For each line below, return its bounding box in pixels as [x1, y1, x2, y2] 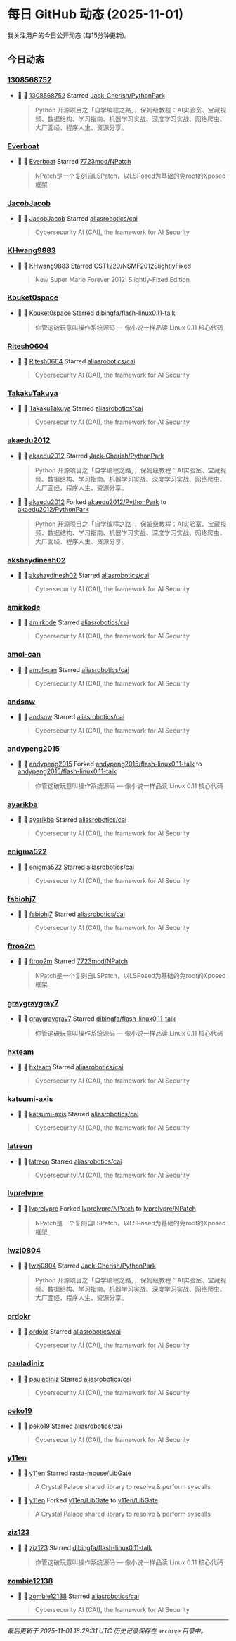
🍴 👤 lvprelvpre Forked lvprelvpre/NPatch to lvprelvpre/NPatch [17, 1204, 197, 1213]
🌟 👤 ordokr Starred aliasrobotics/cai [17, 1327, 122, 1336]
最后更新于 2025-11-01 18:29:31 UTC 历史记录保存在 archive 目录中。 [7, 1626, 207, 1635]
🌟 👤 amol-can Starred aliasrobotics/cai [17, 665, 130, 674]
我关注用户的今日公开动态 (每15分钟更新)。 [7, 31, 131, 39]
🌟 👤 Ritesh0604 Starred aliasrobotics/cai [17, 357, 136, 366]
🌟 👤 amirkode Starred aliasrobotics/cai [17, 618, 129, 626]
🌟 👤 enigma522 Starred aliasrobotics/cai [17, 863, 135, 871]
